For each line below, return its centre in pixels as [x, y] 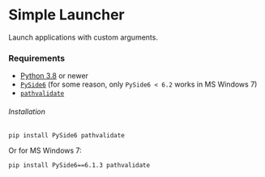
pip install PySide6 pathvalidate [67, 136]
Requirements [37, 58]
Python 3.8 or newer [54, 76]
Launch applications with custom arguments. [83, 37]
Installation [27, 112]
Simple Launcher [66, 15]
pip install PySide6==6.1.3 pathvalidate [79, 166]
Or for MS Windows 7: [45, 150]
